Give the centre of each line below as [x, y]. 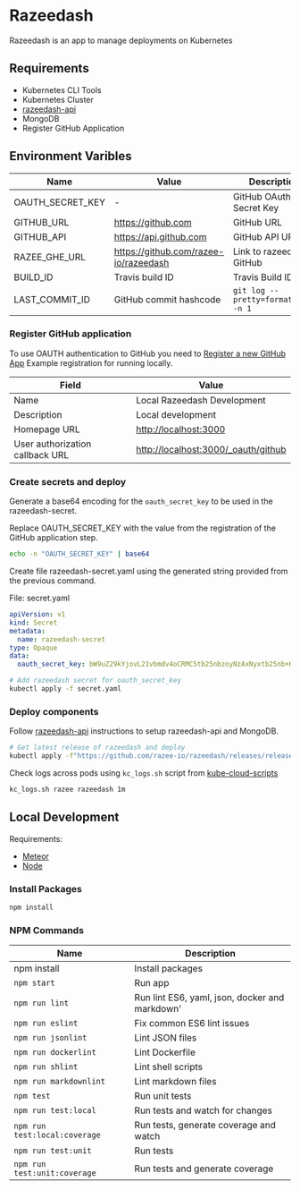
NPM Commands [47, 930]
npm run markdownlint [59, 1082]
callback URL [42, 455]
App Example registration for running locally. [91, 362]
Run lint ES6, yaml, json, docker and [209, 998]
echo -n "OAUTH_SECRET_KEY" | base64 [79, 554]
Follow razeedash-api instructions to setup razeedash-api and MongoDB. [144, 731]
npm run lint [42, 1003]
